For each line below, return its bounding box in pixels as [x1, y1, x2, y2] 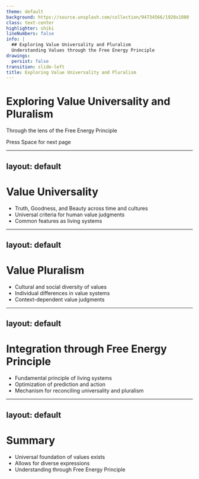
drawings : [6, 53, 31, 59]
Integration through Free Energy [6, 342, 167, 356]
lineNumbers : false [6, 31, 54, 37]
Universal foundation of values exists [14, 453, 105, 460]
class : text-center [6, 20, 54, 25]
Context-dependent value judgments [14, 296, 105, 303]
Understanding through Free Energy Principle [14, 466, 126, 473]
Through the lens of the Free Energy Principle [6, 127, 117, 134]
